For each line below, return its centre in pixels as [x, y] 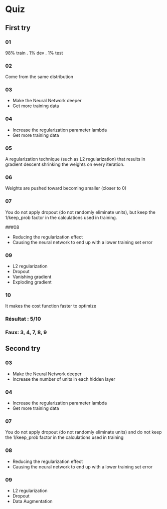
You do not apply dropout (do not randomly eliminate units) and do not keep [83, 432]
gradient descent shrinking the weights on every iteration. [65, 164]
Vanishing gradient [32, 277]
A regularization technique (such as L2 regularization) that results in [75, 159]
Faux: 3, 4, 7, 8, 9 [26, 333]
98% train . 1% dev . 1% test [34, 53]
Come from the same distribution [39, 77]
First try [18, 28]
